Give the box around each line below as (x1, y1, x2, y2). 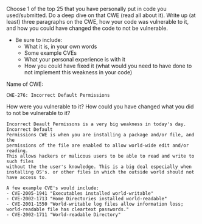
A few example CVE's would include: (6, 185, 99, 191)
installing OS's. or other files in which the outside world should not (6, 169, 195, 175)
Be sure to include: (15, 37, 63, 43)
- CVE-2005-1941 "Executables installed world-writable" (6, 191, 154, 197)
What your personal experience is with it (24, 56, 126, 63)
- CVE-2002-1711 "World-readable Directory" (6, 212, 121, 218)
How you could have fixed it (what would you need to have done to (24, 62, 192, 69)
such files (6, 158, 34, 164)
